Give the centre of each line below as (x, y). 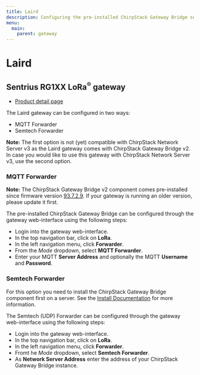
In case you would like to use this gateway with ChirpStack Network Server (98, 155)
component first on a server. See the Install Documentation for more (90, 298)
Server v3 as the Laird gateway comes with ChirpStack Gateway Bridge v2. (98, 149)
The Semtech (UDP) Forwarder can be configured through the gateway (93, 315)
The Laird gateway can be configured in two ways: (68, 113)
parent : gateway (37, 34)
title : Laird (22, 12)
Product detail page (39, 101)
